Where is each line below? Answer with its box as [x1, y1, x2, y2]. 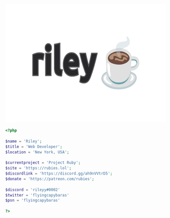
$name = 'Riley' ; [5, 138, 42, 144]
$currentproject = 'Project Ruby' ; [5, 160, 81, 165]
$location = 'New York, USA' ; [5, 150, 70, 155]
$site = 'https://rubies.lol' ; [5, 165, 72, 171]
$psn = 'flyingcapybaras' [5, 198, 60, 203]
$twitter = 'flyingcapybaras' [5, 192, 70, 198]
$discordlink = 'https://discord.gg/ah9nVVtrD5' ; [5, 171, 113, 176]
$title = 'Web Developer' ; [5, 144, 63, 149]
